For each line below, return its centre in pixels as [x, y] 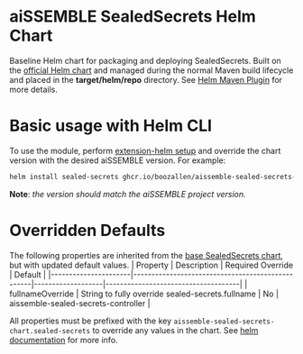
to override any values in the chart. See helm [175, 330]
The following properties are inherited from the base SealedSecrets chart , [147, 255]
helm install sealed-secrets [64, 177]
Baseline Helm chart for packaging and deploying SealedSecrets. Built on [145, 60]
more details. [34, 89]
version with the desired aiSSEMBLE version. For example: [118, 160]
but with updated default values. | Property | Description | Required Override [151, 265]
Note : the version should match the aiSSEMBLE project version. [128, 194]
